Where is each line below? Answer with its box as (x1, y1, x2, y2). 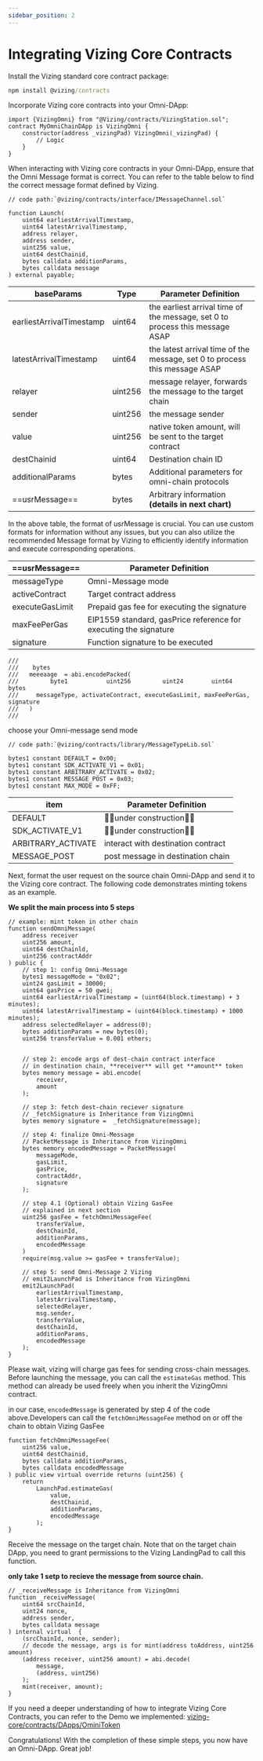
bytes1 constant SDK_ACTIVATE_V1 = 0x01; (8, 762, 146, 769)
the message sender (148, 409, 225, 420)
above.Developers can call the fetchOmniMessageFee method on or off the (8, 1413, 243, 1423)
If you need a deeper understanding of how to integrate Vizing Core (8, 1704, 227, 1713)
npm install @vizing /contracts (8, 86, 110, 94)
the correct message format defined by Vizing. (8, 181, 159, 190)
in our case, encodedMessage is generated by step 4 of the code (8, 1405, 211, 1414)
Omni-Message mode (87, 576, 170, 587)
